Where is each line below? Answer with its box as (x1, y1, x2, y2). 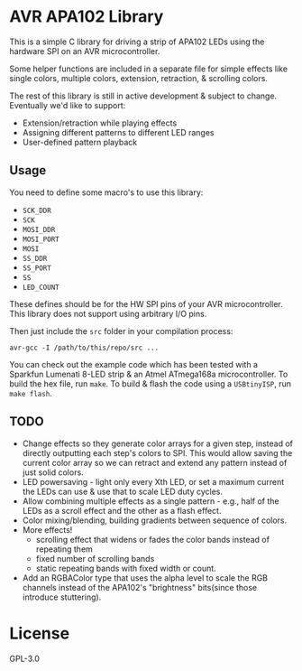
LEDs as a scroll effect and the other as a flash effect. (22, 505, 222, 516)
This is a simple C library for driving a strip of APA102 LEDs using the (9, 36, 265, 47)
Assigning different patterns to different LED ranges (22, 126, 215, 137)
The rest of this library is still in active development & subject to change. (9, 90, 278, 101)
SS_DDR (22, 254, 48, 263)
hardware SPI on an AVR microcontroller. (9, 45, 160, 56)
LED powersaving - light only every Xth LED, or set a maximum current (22, 476, 285, 487)
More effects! (22, 524, 73, 535)
